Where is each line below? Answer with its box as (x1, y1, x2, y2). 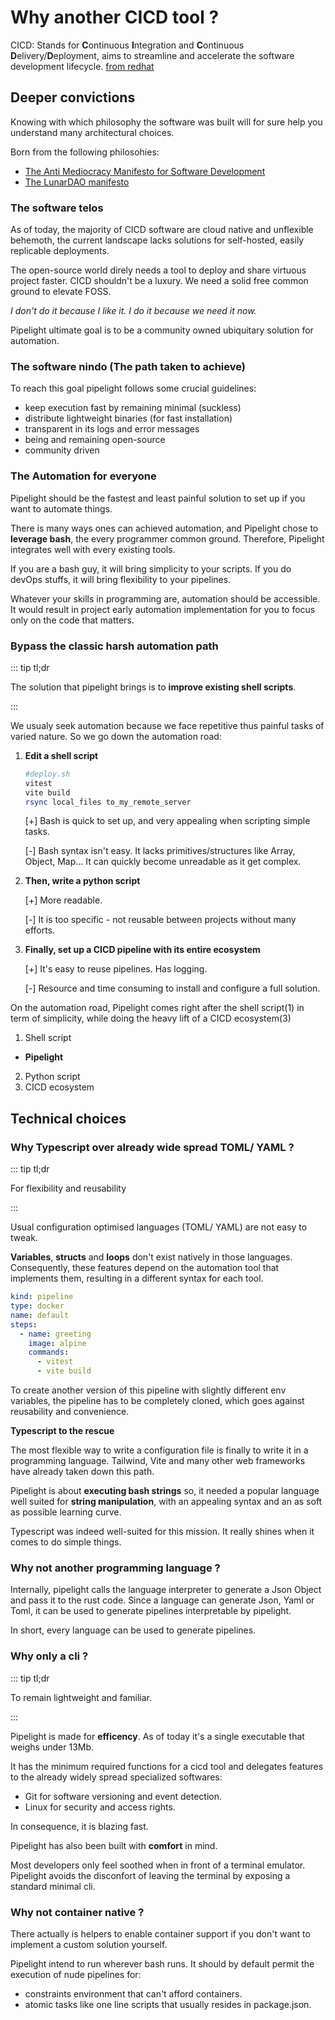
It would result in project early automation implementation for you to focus (10, 603, 316, 615)
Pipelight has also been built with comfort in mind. (10, 1839, 218, 1851)
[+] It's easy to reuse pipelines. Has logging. (24, 963, 208, 975)
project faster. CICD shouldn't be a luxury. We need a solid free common (10, 275, 309, 287)
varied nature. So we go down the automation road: (10, 730, 222, 742)
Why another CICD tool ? (10, 6, 220, 29)
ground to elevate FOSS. (10, 286, 112, 298)
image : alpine (28, 1338, 87, 1348)
